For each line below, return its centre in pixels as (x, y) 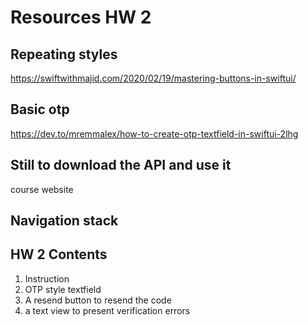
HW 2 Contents (59, 254)
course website (42, 189)
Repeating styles (64, 54)
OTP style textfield (63, 289)
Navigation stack (64, 221)
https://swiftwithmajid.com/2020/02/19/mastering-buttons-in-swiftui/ (153, 78)
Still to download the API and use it (121, 165)
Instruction (47, 278)
